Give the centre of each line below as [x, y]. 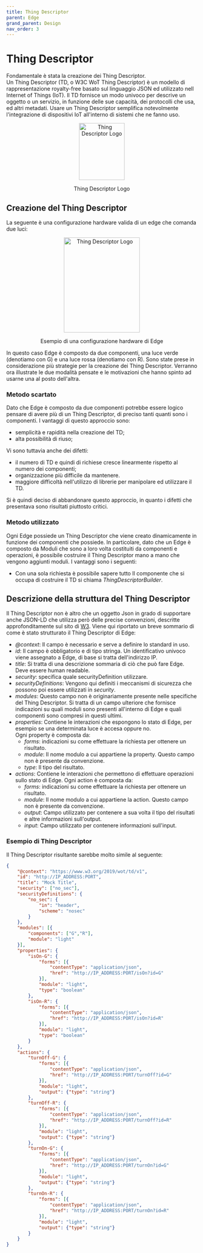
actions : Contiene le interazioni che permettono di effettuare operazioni [104, 774]
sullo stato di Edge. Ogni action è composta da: [74, 780]
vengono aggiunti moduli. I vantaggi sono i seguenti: [72, 561]
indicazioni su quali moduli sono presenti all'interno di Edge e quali [98, 709]
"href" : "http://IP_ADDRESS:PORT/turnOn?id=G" [109, 1165]
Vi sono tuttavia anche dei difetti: [48, 451]
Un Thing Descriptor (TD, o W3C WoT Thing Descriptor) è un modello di [96, 82]
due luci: [17, 229]
